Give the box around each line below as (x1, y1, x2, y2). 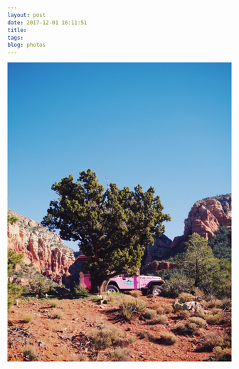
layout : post (7, 11, 46, 19)
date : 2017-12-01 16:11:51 (7, 19, 87, 26)
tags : (7, 34, 23, 41)
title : (7, 26, 27, 33)
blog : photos (7, 41, 46, 49)
